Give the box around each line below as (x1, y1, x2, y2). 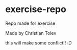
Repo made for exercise (5, 20, 56, 26)
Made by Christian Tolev (5, 30, 57, 36)
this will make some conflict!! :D (5, 39, 72, 46)
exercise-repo (5, 4, 66, 15)
